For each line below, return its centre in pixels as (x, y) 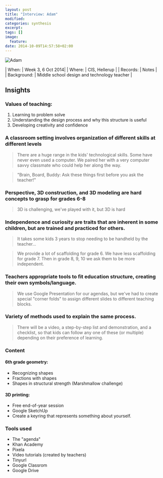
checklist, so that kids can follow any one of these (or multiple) (80, 332)
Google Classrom (30, 465)
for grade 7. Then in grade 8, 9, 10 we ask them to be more (76, 259)
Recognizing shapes (33, 373)
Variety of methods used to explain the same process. (70, 317)
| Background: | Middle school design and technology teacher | (69, 75)
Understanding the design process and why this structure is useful (79, 120)
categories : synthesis (28, 23)
